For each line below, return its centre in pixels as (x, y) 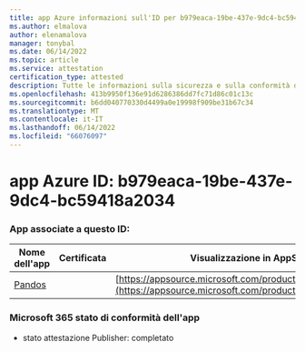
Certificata (83, 258)
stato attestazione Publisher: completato (98, 337)
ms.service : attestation (56, 69)
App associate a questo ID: (69, 228)
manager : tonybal (42, 43)
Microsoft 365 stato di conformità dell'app (105, 317)
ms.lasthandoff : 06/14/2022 (63, 128)
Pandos (30, 285)
